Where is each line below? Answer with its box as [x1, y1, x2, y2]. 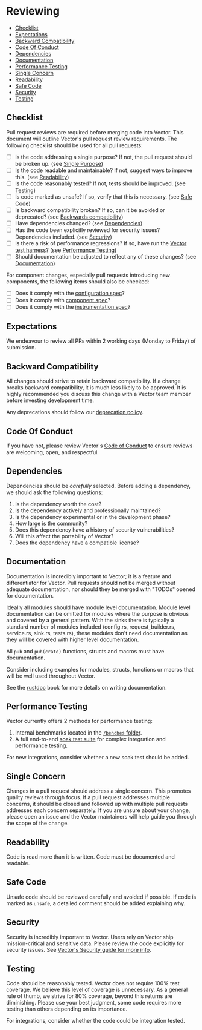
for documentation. [6, 592, 54, 599]
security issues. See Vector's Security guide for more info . [6, 946, 152, 953]
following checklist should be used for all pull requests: [6, 141, 143, 149]
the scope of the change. [6, 819, 69, 827]
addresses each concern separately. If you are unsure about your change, [6, 807, 191, 814]
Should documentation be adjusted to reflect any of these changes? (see [14, 253, 197, 260]
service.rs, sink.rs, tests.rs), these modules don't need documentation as [6, 629, 188, 636]
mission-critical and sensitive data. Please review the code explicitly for [6, 940, 184, 947]
